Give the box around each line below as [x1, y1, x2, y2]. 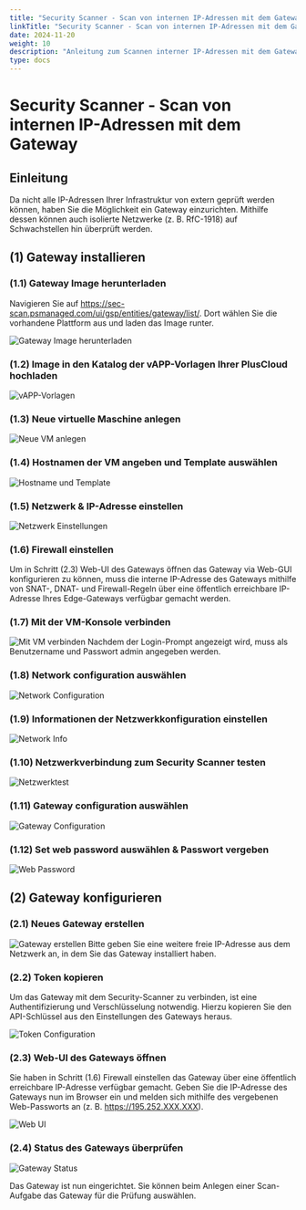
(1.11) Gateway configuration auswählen [9, 799, 189, 812]
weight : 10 [9, 38, 51, 48]
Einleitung [9, 170, 68, 185]
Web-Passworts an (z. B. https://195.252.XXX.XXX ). [9, 1101, 204, 1112]
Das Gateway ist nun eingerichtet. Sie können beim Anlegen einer [9, 1180, 255, 1191]
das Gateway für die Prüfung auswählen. [43, 1190, 197, 1201]
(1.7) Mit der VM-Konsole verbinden [9, 616, 171, 629]
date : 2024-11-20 [9, 30, 76, 39]
